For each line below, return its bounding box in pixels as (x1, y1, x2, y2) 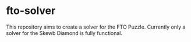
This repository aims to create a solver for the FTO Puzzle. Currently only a (6, 23, 186, 30)
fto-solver (6, 4, 56, 17)
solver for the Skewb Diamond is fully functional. (6, 29, 123, 36)
